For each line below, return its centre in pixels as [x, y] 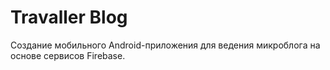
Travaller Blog [69, 17]
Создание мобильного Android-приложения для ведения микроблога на [165, 45]
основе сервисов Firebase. [68, 55]
